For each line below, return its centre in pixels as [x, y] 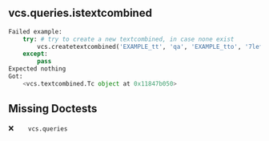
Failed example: [35, 31]
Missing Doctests [53, 109]
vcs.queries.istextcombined [80, 13]
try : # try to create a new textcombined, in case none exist [128, 39]
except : [35, 54]
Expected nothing [37, 69]
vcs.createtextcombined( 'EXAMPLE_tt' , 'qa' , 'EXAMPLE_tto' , [139, 46]
